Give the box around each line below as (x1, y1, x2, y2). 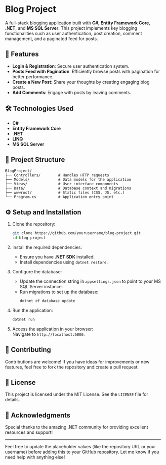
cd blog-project (12, 235, 46, 241)
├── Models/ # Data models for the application (5, 177, 132, 182)
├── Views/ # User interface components (5, 182, 119, 187)
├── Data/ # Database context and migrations (5, 186, 132, 191)
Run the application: (12, 307, 53, 313)
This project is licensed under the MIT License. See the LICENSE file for (5, 391, 148, 397)
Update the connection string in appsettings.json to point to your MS (19, 278, 161, 284)
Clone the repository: (12, 221, 56, 227)
